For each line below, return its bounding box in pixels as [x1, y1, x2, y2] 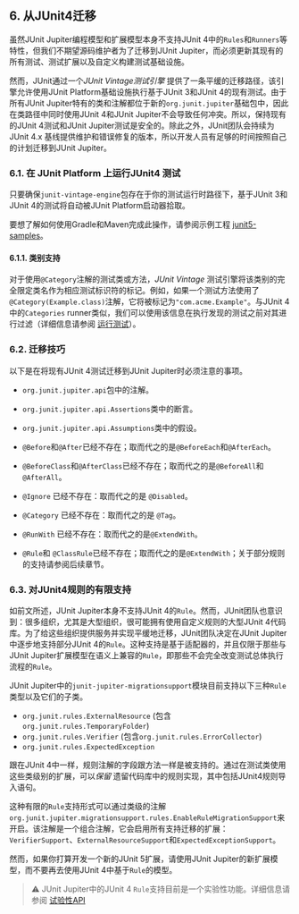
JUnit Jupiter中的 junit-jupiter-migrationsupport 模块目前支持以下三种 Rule [9, 680, 287, 690]
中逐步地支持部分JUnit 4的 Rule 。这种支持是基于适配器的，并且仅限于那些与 [9, 639, 287, 649]
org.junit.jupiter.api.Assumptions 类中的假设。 [21, 422, 203, 433]
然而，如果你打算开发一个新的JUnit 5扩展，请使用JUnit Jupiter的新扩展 [9, 853, 270, 864]
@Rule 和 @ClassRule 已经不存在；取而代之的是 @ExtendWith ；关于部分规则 [21, 547, 286, 558]
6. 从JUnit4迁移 [9, 8, 96, 24]
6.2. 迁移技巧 [9, 343, 66, 356]
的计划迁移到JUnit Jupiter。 [9, 142, 112, 153]
